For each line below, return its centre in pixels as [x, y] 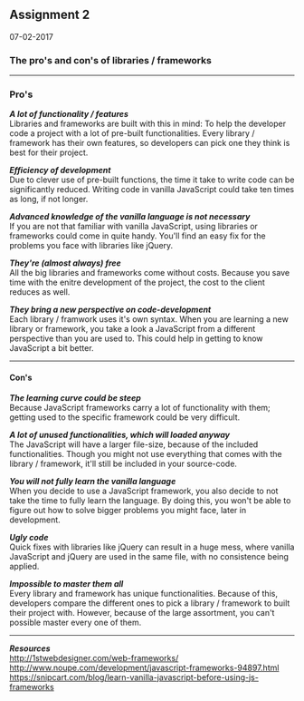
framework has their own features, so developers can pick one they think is [150, 143]
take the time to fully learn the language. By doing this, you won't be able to [150, 500]
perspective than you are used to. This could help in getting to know [137, 338]
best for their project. [49, 152]
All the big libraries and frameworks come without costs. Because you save [150, 273]
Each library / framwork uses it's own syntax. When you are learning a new [149, 319]
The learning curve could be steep [76, 397]
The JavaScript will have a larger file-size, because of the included [134, 444]
